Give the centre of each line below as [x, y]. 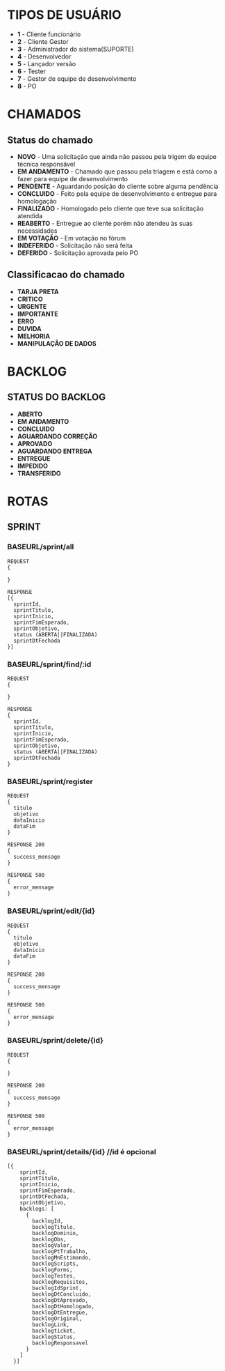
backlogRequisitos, [60, 1282]
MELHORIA [34, 336]
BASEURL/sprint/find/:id [49, 664]
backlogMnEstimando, [62, 1258]
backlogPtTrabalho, [60, 1252]
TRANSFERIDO [39, 473]
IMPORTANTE [37, 314]
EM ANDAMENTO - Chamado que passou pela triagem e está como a [117, 171]
